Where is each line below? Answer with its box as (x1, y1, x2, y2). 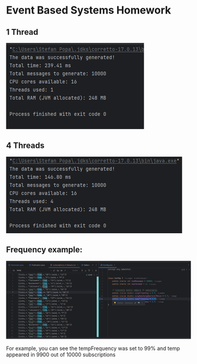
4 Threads (6, 141, 45, 151)
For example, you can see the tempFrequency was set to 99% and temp (6, 345, 180, 352)
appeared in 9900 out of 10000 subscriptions (6, 351, 116, 358)
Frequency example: (6, 245, 83, 255)
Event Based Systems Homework (6, 4, 171, 17)
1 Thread (6, 27, 39, 37)
